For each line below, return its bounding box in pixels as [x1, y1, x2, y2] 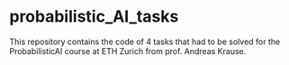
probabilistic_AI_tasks [9, 6, 179, 27]
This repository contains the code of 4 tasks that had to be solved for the [9, 36, 281, 47]
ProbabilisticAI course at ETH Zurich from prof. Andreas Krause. [9, 45, 247, 56]
